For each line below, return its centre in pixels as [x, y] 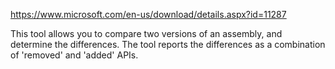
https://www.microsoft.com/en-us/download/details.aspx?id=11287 [148, 14]
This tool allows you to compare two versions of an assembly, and [146, 33]
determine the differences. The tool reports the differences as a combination [168, 44]
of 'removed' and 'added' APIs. [74, 55]
